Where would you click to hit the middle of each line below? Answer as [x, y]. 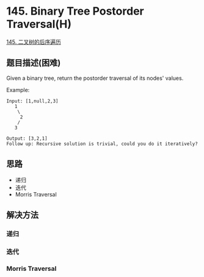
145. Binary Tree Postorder [75, 11]
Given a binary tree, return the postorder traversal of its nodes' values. [95, 78]
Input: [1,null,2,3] [33, 101]
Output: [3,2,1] [27, 138]
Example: [18, 90]
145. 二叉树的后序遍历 [34, 41]
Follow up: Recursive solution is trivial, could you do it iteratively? [102, 144]
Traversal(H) [39, 24]
